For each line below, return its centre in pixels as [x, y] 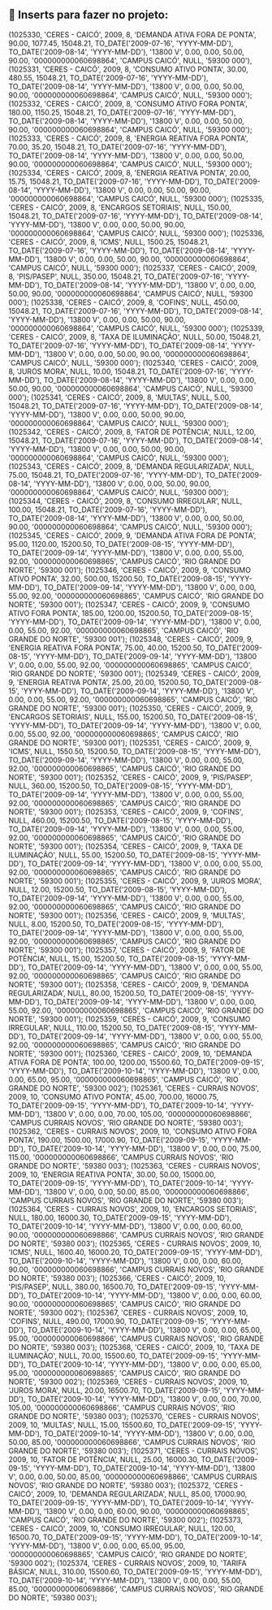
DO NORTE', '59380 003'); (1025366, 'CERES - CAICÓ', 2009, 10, [117, 1278]
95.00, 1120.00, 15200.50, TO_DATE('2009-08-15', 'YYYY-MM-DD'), [121, 544]
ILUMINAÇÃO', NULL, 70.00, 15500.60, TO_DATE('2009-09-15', [114, 1356]
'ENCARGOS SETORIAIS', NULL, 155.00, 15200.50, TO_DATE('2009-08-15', [133, 717]
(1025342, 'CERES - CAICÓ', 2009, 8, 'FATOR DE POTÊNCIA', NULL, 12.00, [132, 432]
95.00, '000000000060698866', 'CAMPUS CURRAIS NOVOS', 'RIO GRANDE [136, 1339]
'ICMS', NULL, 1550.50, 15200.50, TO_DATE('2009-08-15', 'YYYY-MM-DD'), [135, 751]
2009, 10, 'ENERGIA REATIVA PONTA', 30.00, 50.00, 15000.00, [112, 1174]
